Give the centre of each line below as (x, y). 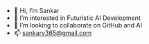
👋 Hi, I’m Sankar (36, 11)
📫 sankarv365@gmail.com (53, 33)
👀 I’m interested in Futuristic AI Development (77, 18)
